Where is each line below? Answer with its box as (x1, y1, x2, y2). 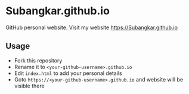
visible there (14, 82, 45, 89)
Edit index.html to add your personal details (14, 70, 123, 77)
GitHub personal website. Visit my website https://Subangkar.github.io (5, 24, 178, 31)
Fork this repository (14, 57, 63, 64)
